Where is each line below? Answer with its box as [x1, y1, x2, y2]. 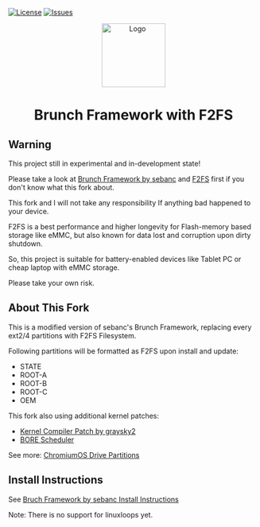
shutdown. [8, 239, 43, 248]
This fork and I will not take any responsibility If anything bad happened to [8, 198, 251, 207]
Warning [8, 138, 52, 151]
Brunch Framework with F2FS [33, 106, 234, 124]
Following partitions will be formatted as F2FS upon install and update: [8, 346, 239, 356]
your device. [8, 207, 49, 216]
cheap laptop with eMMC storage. [8, 263, 120, 272]
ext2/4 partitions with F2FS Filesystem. [8, 330, 137, 340]
